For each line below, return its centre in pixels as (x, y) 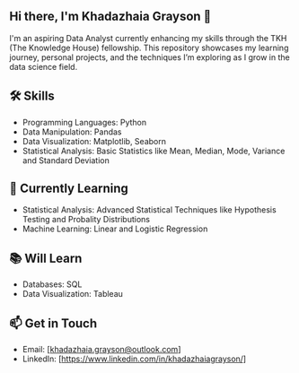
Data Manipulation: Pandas (72, 132)
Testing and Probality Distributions (86, 220)
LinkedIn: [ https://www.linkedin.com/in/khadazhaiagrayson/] (134, 359)
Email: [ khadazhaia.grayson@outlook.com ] (101, 350)
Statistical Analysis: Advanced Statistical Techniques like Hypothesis (149, 210)
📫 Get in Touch (53, 323)
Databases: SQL (52, 284)
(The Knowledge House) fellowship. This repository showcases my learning (149, 48)
